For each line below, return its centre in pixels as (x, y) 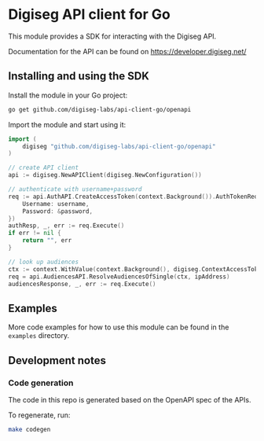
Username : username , (56, 204)
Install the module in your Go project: (68, 95)
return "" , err (47, 241)
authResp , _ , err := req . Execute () (66, 226)
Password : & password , (57, 211)
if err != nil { (35, 233)
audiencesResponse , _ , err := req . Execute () (82, 284)
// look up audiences (44, 262)
